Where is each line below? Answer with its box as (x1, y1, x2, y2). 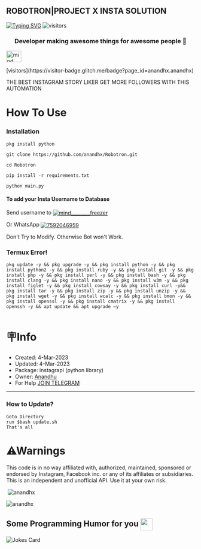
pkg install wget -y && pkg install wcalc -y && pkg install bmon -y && (6, 293, 191, 300)
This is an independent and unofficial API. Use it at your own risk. (6, 476, 167, 484)
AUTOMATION (6, 85, 42, 92)
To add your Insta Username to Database (6, 195, 110, 203)
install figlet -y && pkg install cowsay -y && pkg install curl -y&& (6, 283, 186, 289)
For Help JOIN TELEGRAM (14, 379, 80, 387)
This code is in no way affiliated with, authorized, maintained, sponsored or (6, 464, 191, 471)
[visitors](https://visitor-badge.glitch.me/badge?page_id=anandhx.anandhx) (6, 67, 194, 74)
